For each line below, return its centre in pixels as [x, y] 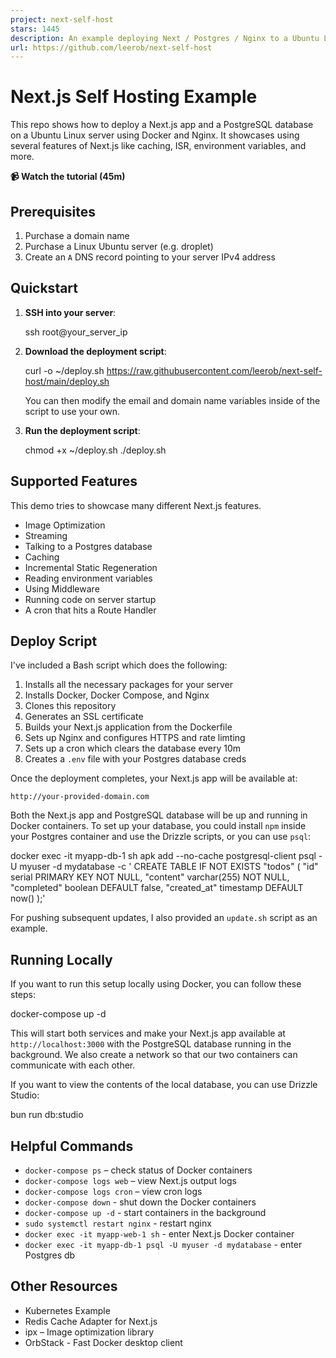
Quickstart [44, 288]
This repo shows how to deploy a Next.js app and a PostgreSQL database [162, 125]
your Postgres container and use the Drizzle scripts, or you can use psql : [161, 837]
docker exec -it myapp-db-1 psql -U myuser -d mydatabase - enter [163, 1245]
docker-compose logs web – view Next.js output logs [130, 1181]
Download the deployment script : [95, 351]
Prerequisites [53, 211]
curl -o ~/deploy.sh [64, 370]
